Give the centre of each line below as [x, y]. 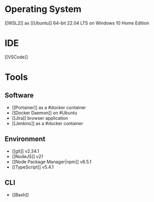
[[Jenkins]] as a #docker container [47, 123]
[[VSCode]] [16, 57]
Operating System [43, 9]
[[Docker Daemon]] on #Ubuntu [45, 113]
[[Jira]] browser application [40, 118]
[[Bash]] [20, 195]
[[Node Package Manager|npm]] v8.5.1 [52, 162]
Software [19, 96]
